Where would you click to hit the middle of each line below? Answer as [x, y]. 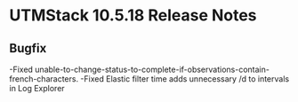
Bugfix [28, 48]
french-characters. [44, 79]
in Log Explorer [37, 88]
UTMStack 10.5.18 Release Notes [133, 16]
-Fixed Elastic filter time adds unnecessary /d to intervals [185, 79]
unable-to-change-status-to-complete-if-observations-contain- [152, 69]
